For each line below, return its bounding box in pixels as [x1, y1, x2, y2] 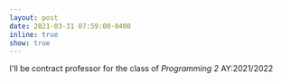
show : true [9, 38, 51, 48]
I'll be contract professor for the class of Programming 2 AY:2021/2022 [9, 63, 274, 74]
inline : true [9, 30, 59, 39]
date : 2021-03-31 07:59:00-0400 [9, 22, 131, 31]
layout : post [9, 13, 59, 23]
